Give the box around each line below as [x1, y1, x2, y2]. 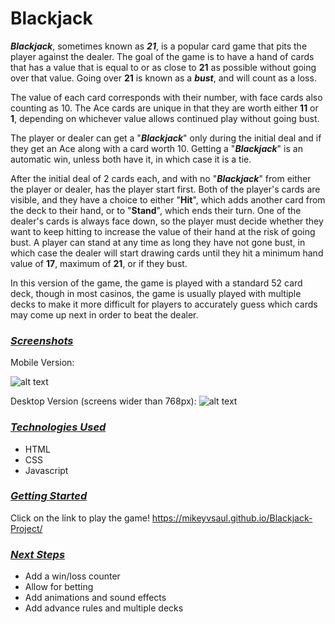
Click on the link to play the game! [10, 512, 150, 524]
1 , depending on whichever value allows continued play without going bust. [10, 112, 320, 124]
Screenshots [10, 333, 74, 347]
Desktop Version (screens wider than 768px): [10, 395, 197, 407]
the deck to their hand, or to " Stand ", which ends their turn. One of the [10, 204, 302, 216]
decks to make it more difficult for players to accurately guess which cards [10, 298, 318, 310]
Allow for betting [24, 581, 94, 593]
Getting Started [10, 489, 88, 503]
